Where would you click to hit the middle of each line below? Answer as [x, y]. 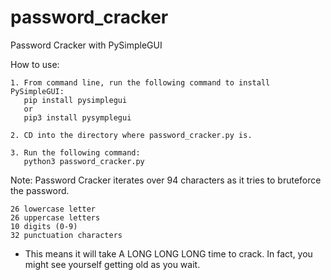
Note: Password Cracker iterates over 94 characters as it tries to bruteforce [166, 180]
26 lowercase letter [53, 209]
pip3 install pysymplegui [77, 117]
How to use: [35, 64]
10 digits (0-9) [44, 226]
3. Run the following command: [75, 152]
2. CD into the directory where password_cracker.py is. [131, 135]
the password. [40, 190]
